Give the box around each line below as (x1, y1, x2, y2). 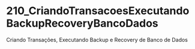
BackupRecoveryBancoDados (6, 17, 159, 30)
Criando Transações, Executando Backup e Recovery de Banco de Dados (6, 36, 188, 43)
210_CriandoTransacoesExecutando (6, 4, 190, 18)
